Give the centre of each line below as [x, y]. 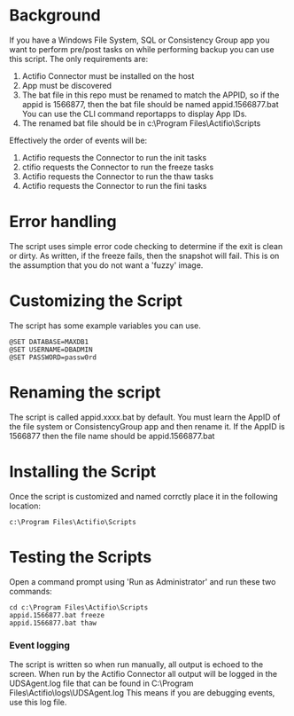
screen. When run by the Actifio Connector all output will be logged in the [143, 673]
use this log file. [38, 702]
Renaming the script [85, 392]
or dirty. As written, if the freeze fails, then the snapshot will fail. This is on [144, 256]
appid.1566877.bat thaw [53, 623]
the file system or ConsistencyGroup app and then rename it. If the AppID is [147, 426]
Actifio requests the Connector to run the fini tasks [114, 185]
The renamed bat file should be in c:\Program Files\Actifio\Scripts [141, 123]
